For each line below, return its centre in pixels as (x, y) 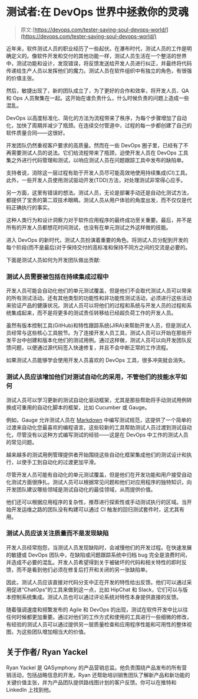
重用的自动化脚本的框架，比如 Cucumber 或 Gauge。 (86, 407)
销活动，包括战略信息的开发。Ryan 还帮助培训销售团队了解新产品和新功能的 (98, 675)
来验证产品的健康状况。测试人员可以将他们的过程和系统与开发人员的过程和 (96, 306)
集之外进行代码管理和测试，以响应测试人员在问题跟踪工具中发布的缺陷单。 (96, 160)
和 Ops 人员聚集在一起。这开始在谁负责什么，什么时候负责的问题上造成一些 (98, 98)
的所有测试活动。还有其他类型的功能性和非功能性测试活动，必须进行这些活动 (99, 298)
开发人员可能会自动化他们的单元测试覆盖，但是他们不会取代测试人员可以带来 (99, 291)
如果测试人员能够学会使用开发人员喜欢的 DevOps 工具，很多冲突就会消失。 (97, 360)
